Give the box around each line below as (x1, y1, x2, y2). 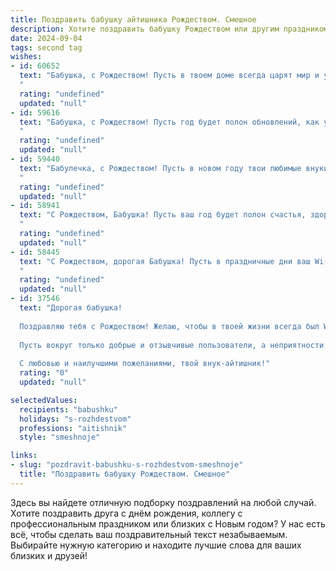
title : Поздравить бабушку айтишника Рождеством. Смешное (10, 14, 257, 25)
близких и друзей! (10, 549, 88, 561)
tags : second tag (10, 42, 83, 53)
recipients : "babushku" (19, 404, 118, 415)
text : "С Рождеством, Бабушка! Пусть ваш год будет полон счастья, (19, 210, 307, 220)
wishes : (10, 52, 43, 62)
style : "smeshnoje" (19, 432, 101, 443)
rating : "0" (19, 368, 70, 378)
